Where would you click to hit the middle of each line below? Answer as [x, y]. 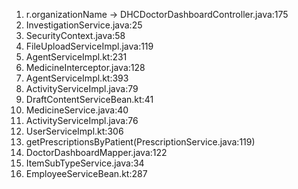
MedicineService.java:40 [77, 110]
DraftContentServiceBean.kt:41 [89, 99]
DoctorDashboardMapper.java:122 [96, 152]
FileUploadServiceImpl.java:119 [89, 46]
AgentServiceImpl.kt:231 [76, 57]
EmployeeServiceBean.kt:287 [86, 173]
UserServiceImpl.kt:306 [74, 131]
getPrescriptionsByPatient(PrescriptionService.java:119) [140, 142]
